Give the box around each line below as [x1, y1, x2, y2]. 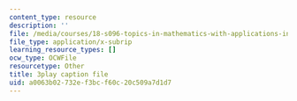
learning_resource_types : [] [9, 46, 117, 54]
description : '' [9, 21, 69, 30]
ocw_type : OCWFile [9, 54, 77, 62]
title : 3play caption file [9, 70, 109, 79]
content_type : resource [9, 12, 97, 22]
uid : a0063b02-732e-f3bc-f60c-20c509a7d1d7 [9, 78, 172, 87]
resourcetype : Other [9, 62, 86, 71]
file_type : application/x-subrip [9, 37, 133, 47]
